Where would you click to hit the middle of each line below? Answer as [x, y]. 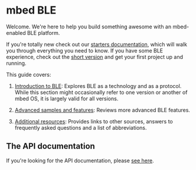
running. [16, 63]
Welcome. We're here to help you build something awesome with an [89, 27]
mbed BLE [31, 10]
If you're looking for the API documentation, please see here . [80, 161]
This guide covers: [29, 74]
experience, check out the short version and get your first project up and [94, 57]
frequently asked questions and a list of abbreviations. [81, 127]
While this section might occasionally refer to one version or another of [101, 92]
